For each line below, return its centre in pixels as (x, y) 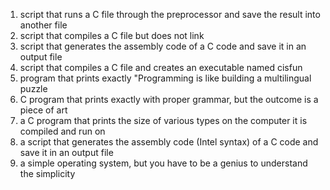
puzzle (33, 88)
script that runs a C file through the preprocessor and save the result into (170, 14)
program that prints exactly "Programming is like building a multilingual (165, 78)
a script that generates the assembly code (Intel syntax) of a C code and (169, 142)
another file (43, 25)
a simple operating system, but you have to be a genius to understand (163, 163)
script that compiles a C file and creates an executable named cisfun (161, 67)
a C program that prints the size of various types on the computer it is (163, 120)
